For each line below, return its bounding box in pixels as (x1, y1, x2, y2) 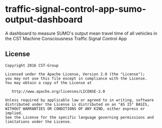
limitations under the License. (5, 119, 72, 124)
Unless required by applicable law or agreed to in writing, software (5, 97, 154, 102)
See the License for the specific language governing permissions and (5, 115, 154, 120)
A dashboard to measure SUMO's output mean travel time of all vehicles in (5, 30, 158, 36)
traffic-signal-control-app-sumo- (5, 3, 146, 15)
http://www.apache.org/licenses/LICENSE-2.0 (11, 89, 106, 94)
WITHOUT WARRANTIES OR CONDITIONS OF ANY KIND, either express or (5, 106, 145, 111)
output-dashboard (5, 14, 83, 25)
